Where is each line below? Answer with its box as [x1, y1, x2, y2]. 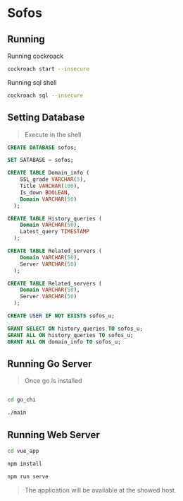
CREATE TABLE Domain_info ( [7, 170, 90, 177]
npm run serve [7, 473, 49, 480]
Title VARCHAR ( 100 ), [20, 182, 80, 190]
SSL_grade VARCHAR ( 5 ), [20, 176, 87, 183]
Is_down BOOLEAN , [20, 189, 71, 196]
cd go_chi [7, 396, 37, 403]
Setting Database [7, 112, 85, 124]
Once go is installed [24, 377, 82, 385]
